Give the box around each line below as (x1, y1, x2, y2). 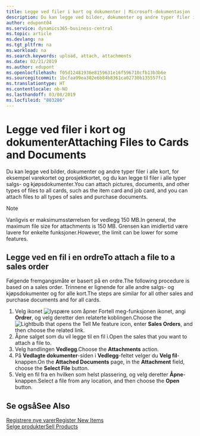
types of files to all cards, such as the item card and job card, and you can (6, 187, 188, 194)
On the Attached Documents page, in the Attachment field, (37, 358, 185, 366)
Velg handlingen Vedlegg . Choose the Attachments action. (14, 346, 160, 353)
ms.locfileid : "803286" (6, 97, 65, 103)
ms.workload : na (6, 48, 46, 54)
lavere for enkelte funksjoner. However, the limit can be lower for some (6, 228, 179, 236)
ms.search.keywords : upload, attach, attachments (6, 53, 132, 59)
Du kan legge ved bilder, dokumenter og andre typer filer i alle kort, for (6, 168, 180, 175)
